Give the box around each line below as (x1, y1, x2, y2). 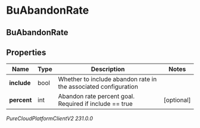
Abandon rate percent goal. (58, 92, 135, 101)
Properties (6, 47, 46, 57)
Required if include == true (58, 99, 133, 108)
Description (91, 65, 125, 73)
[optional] (163, 96, 191, 104)
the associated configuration (58, 83, 139, 91)
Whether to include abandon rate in (58, 75, 157, 83)
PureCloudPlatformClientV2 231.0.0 (6, 115, 93, 122)
